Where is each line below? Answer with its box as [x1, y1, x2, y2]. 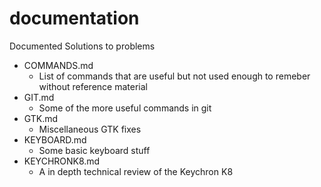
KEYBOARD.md [23, 133, 87, 146]
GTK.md [23, 112, 59, 124]
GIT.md [23, 91, 55, 103]
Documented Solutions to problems [9, 40, 156, 52]
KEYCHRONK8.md [23, 155, 101, 167]
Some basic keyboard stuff [38, 144, 151, 156]
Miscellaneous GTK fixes [38, 123, 142, 135]
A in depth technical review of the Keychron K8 [38, 165, 234, 177]
